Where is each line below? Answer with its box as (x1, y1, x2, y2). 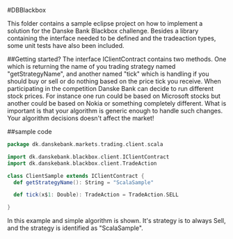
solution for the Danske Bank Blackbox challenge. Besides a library (7, 27, 199, 35)
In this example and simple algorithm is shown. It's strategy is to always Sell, (7, 217, 226, 225)
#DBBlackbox (7, 6, 47, 14)
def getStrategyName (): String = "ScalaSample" (13, 179, 154, 186)
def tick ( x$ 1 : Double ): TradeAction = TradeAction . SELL (13, 191, 179, 199)
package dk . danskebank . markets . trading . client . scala (7, 141, 163, 148)
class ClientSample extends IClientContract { (7, 172, 145, 179)
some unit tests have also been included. (7, 42, 124, 49)
